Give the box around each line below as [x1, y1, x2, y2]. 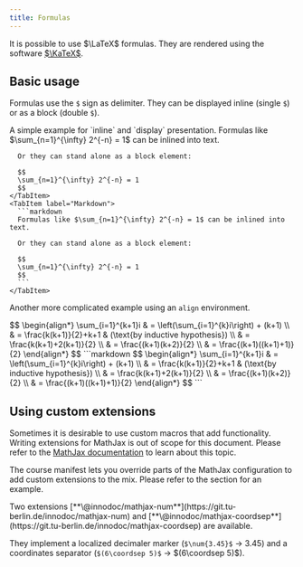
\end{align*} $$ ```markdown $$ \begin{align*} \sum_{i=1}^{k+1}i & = [23, 349, 279, 360]
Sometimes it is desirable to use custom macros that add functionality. [9, 428, 271, 439]
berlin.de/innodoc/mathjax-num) [9, 511, 131, 522]
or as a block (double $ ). [9, 108, 100, 118]
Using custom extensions [9, 403, 156, 419]
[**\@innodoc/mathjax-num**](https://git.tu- [70, 501, 237, 512]
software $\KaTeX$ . [9, 47, 84, 59]
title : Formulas [9, 13, 71, 23]
